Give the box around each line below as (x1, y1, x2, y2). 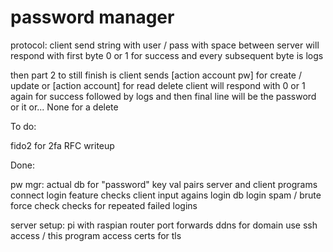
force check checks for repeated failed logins (10, 199, 198, 211)
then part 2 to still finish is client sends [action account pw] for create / (10, 69, 302, 81)
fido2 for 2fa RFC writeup (10, 139, 115, 151)
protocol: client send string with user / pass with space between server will (10, 39, 320, 51)
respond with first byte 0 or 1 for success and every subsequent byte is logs (10, 49, 324, 61)
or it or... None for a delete (10, 101, 119, 113)
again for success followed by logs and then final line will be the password (10, 90, 317, 102)
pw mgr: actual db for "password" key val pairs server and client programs (10, 178, 318, 190)
